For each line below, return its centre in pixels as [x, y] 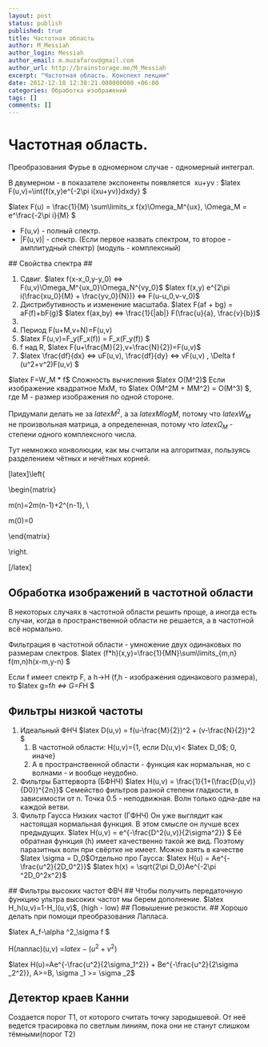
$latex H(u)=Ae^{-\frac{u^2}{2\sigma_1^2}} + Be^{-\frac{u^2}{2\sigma [123, 964]
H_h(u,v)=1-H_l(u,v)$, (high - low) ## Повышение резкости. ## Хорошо [128, 907]
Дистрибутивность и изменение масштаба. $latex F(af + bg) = [126, 305]
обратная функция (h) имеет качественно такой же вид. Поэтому [132, 841]
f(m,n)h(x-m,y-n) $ [39, 662]
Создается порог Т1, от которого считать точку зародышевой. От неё [127, 1017]
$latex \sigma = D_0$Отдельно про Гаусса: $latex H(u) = [115, 858]
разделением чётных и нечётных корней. [79, 459]
